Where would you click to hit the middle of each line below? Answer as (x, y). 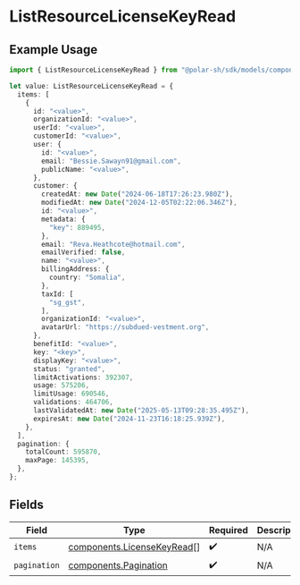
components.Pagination (118, 565)
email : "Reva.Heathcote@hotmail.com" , (113, 244)
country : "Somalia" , (87, 277)
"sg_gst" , (67, 302)
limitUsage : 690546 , (71, 394)
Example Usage (54, 50)
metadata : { (64, 219)
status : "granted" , (69, 369)
